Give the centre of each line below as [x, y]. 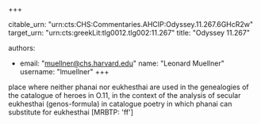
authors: [22, 48]
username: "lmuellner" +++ [64, 71]
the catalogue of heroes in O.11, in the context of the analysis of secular [125, 95]
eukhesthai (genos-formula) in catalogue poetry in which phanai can [120, 104]
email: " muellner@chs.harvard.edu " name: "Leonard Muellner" [122, 63]
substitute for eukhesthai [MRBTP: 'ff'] [71, 112]
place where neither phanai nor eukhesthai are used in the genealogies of [129, 87]
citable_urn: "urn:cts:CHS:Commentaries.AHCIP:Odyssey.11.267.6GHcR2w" [131, 24]
